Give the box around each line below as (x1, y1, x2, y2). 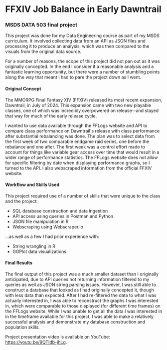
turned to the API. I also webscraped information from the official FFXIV (5, 165, 152, 171)
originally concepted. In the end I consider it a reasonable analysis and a (5, 63, 154, 69)
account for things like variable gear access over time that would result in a (5, 149, 160, 155)
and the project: (5, 198, 38, 204)
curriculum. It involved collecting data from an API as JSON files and (5, 38, 146, 44)
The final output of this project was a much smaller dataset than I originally (5, 271, 159, 277)
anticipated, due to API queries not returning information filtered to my (5, 276, 150, 282)
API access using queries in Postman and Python (12, 213, 114, 219)
